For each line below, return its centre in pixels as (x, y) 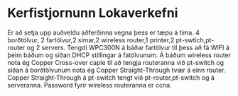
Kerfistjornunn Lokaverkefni (93, 13)
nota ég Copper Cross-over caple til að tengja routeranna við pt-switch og (116, 62)
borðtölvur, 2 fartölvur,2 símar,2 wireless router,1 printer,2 (91, 40)
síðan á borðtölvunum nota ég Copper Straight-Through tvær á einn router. (117, 70)
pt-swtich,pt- (195, 40)
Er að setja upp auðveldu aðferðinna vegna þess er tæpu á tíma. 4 (104, 32)
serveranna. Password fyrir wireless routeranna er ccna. (90, 85)
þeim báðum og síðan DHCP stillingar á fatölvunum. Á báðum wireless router (119, 55)
